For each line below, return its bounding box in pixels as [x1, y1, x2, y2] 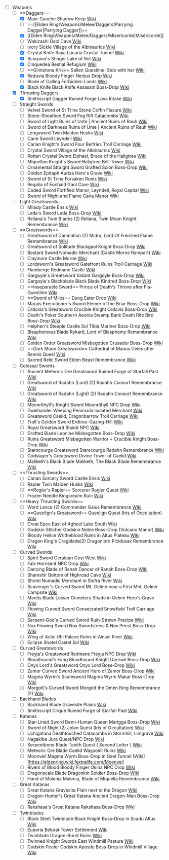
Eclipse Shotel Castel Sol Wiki [27, 639, 90, 646]
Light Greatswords [19, 199, 59, 205]
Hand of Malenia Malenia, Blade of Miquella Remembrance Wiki [27, 776, 160, 782]
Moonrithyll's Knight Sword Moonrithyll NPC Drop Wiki [27, 402, 141, 408]
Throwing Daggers [19, 90, 59, 96]
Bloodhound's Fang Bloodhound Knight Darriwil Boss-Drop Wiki [27, 657, 160, 663]
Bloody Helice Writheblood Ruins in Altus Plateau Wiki [27, 532, 140, 538]
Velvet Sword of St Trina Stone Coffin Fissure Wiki [27, 107, 132, 113]
